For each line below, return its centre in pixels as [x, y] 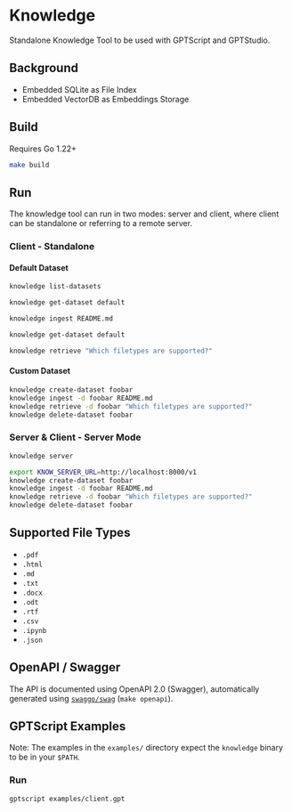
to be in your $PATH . [45, 757]
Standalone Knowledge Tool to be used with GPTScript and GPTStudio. [140, 40]
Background [44, 68]
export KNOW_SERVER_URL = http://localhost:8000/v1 [103, 472]
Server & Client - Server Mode [75, 437]
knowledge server [41, 456]
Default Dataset [39, 267]
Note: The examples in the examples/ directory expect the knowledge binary [146, 748]
